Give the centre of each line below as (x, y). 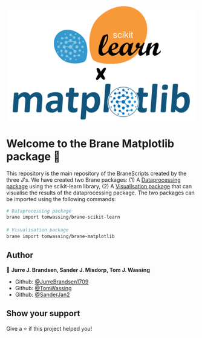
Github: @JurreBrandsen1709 (52, 282)
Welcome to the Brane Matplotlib (90, 143)
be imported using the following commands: (61, 199)
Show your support (43, 313)
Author (20, 255)
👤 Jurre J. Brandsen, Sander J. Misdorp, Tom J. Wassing (78, 270)
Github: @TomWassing (43, 288)
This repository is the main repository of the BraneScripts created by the (96, 173)
